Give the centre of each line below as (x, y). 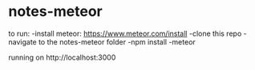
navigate (23, 41)
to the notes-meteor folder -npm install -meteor (117, 41)
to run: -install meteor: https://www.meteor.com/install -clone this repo (125, 33)
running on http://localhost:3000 (62, 57)
